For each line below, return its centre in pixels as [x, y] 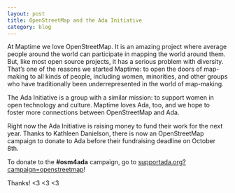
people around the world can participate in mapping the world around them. [116, 54]
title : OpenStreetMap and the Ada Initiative [74, 20]
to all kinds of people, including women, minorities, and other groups [129, 76]
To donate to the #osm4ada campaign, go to [72, 162]
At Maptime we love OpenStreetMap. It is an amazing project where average [117, 47]
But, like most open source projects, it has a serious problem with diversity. [115, 62]
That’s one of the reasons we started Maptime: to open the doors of [105, 69]
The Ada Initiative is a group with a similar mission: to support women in [111, 98]
